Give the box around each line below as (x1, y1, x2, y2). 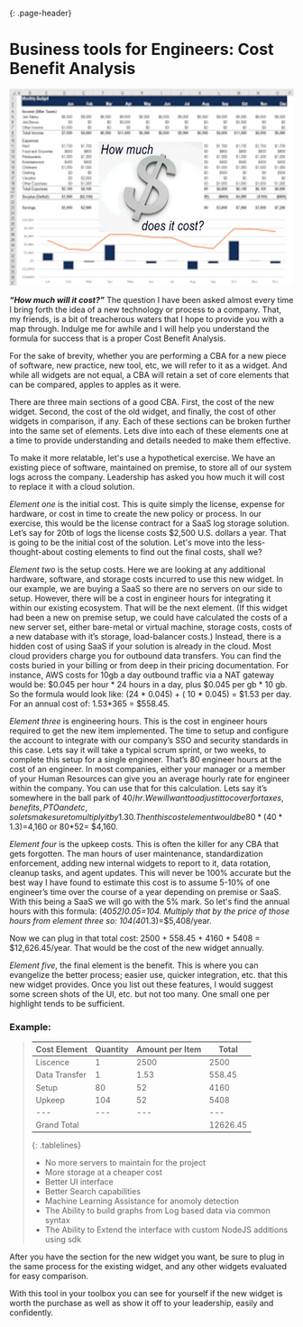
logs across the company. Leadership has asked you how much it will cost (9, 472, 286, 482)
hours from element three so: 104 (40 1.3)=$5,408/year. (9, 916, 212, 926)
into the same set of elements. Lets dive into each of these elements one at (9, 426, 289, 436)
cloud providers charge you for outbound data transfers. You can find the (9, 650, 282, 661)
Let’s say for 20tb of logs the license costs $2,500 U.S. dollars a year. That (9, 528, 287, 538)
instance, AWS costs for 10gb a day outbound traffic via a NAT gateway (9, 669, 275, 680)
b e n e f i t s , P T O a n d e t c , (9, 802, 88, 813)
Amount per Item (136, 1044, 202, 1055)
